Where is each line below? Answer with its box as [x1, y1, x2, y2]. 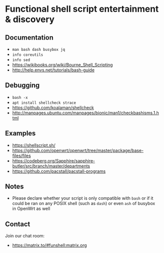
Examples [5, 129, 36, 138]
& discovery [5, 14, 55, 25]
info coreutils [12, 52, 44, 57]
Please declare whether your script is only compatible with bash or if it [12, 195, 154, 201]
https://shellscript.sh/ [12, 142, 56, 148]
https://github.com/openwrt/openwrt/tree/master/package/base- [12, 147, 144, 153]
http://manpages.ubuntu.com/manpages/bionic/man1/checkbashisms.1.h [12, 110, 159, 115]
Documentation [5, 33, 54, 42]
